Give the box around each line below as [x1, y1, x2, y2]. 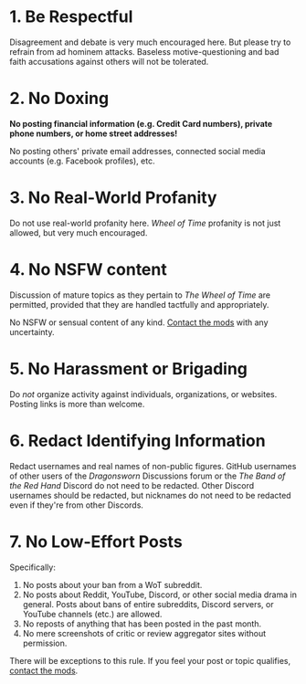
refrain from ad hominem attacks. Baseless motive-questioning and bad [9, 46, 280, 57]
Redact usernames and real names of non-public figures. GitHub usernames [9, 460, 297, 471]
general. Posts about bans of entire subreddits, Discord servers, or [22, 598, 274, 609]
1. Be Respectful [9, 6, 133, 27]
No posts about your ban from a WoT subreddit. [22, 579, 203, 590]
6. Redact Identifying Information [9, 430, 267, 451]
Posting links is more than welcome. [9, 398, 145, 409]
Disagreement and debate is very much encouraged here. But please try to [9, 37, 291, 47]
